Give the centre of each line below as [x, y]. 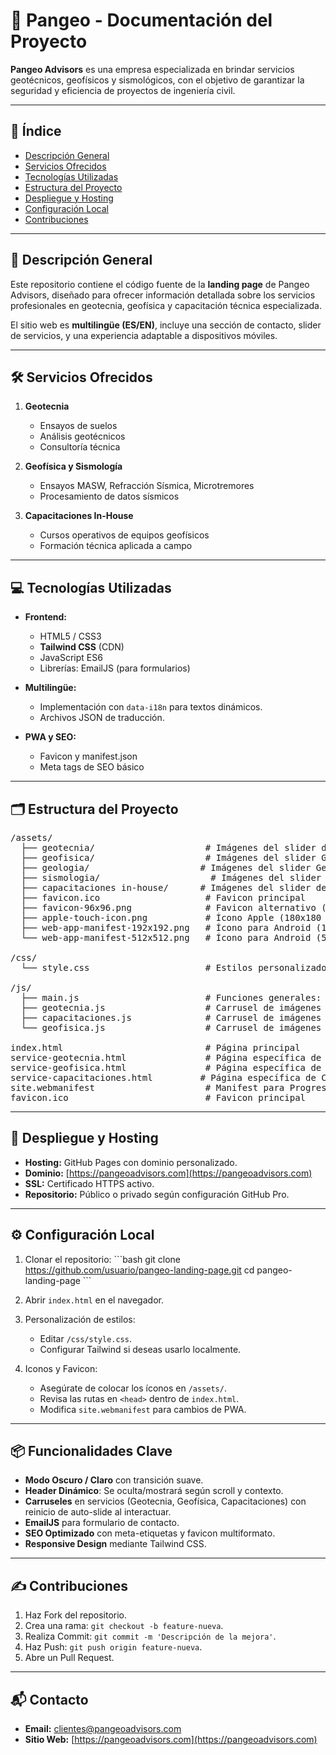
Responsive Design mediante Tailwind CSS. [115, 1544]
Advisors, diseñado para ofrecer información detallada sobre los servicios [163, 295]
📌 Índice [36, 131]
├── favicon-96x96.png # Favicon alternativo [168, 907]
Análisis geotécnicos [82, 436]
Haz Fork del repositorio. [76, 1615]
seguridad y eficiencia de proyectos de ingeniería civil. [123, 90]
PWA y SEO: [50, 737]
